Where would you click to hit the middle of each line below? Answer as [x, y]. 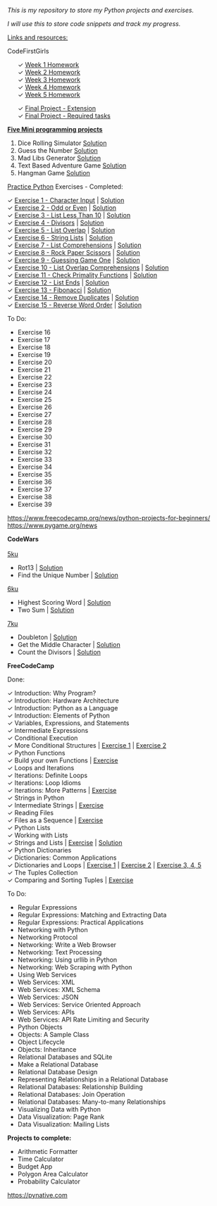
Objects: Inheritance [47, 1049]
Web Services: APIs [46, 1012]
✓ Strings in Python [36, 798]
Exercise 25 [35, 400]
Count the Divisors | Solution [59, 652]
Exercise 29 [35, 429]
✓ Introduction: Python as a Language [63, 708]
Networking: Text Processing [60, 952]
